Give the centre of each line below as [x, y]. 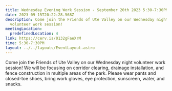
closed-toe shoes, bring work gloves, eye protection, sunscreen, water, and [85, 78]
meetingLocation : [24, 29]
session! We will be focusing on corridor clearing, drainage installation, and [84, 68]
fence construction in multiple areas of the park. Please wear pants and [81, 73]
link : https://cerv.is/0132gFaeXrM [43, 39]
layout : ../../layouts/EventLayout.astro [50, 48]
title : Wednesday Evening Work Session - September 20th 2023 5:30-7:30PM [87, 10]
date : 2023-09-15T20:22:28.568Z [40, 15]
